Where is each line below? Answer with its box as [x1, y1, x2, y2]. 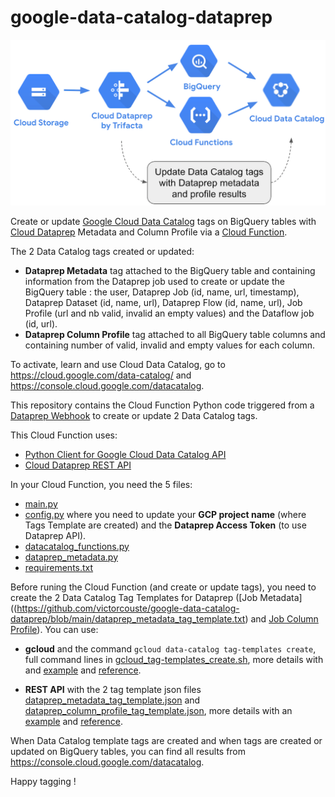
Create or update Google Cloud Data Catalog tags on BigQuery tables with [10, 215, 317, 227]
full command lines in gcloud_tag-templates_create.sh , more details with [24, 653, 324, 665]
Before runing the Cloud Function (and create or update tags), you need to [10, 581, 317, 593]
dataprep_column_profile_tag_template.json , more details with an [24, 704, 293, 716]
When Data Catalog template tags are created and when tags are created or [10, 734, 323, 746]
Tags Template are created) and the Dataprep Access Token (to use [24, 519, 307, 531]
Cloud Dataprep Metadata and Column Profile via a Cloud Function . [10, 226, 288, 238]
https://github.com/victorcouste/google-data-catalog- [16, 602, 240, 614]
